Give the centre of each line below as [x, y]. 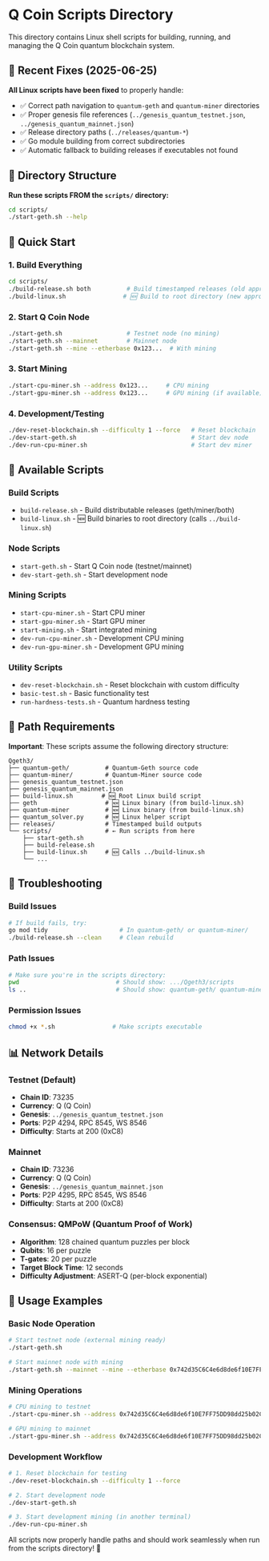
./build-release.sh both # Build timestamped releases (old [127, 289]
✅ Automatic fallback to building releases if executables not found [129, 150]
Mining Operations [45, 1390]
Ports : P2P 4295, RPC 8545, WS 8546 [83, 1195]
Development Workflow [55, 1457]
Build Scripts [34, 493]
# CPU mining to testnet [50, 1407]
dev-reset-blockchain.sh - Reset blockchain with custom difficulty [130, 685]
